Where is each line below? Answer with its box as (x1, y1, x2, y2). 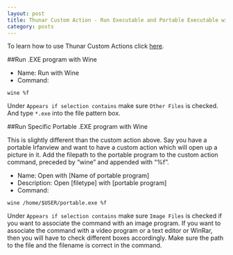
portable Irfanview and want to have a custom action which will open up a (7, 143, 218, 152)
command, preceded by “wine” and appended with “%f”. (7, 158, 169, 166)
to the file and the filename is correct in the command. (7, 241, 162, 249)
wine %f (7, 89, 30, 97)
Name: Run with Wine (17, 69, 80, 77)
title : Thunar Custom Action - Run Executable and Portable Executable (7, 17, 218, 24)
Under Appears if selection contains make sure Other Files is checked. (7, 102, 218, 110)
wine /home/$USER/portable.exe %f (7, 200, 107, 206)
